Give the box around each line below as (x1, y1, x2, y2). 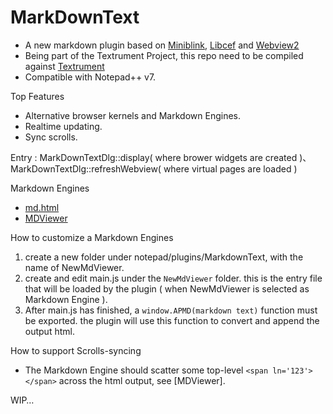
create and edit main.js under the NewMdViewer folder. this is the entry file (24, 272, 323, 284)
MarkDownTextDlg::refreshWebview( (10, 162, 162, 175)
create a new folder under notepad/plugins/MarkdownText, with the (24, 251, 304, 263)
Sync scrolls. (24, 131, 78, 143)
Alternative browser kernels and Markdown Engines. (24, 109, 241, 121)
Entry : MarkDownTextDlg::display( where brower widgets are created (10, 151, 298, 163)
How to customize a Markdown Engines (10, 231, 174, 243)
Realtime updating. (24, 120, 103, 132)
